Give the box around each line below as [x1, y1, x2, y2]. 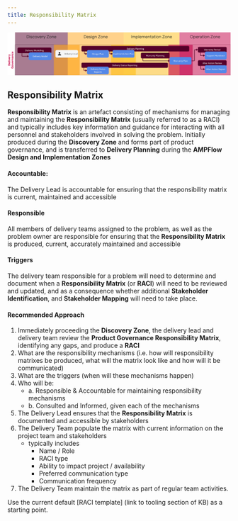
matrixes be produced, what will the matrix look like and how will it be [17, 357, 221, 365]
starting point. [7, 505, 48, 514]
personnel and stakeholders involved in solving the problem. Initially [7, 130, 205, 139]
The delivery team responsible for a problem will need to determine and [7, 271, 216, 280]
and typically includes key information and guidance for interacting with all [7, 123, 225, 131]
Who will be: [17, 379, 55, 388]
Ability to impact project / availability [38, 461, 145, 471]
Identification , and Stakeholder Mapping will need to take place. [7, 294, 198, 303]
